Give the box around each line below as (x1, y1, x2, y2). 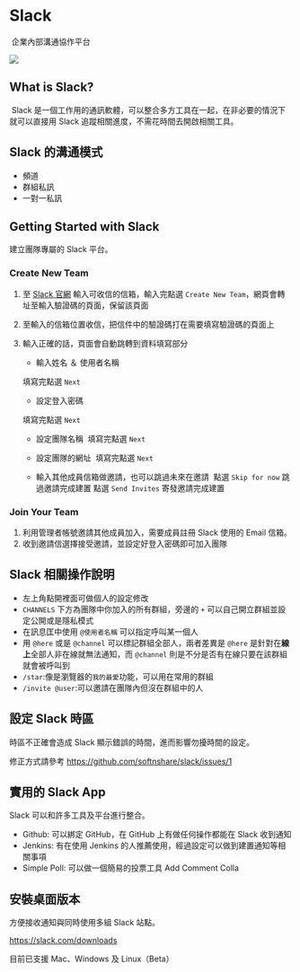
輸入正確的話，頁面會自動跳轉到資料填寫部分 (22, 337, 189, 348)
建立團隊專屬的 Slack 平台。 (9, 244, 113, 255)
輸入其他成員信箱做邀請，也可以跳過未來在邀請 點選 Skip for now (35, 471, 280, 482)
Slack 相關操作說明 (9, 567, 115, 582)
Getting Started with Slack (9, 219, 160, 234)
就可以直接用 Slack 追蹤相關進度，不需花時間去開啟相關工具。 (9, 116, 239, 127)
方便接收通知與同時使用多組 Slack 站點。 (9, 917, 160, 928)
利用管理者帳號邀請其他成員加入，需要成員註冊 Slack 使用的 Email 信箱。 (22, 527, 292, 538)
